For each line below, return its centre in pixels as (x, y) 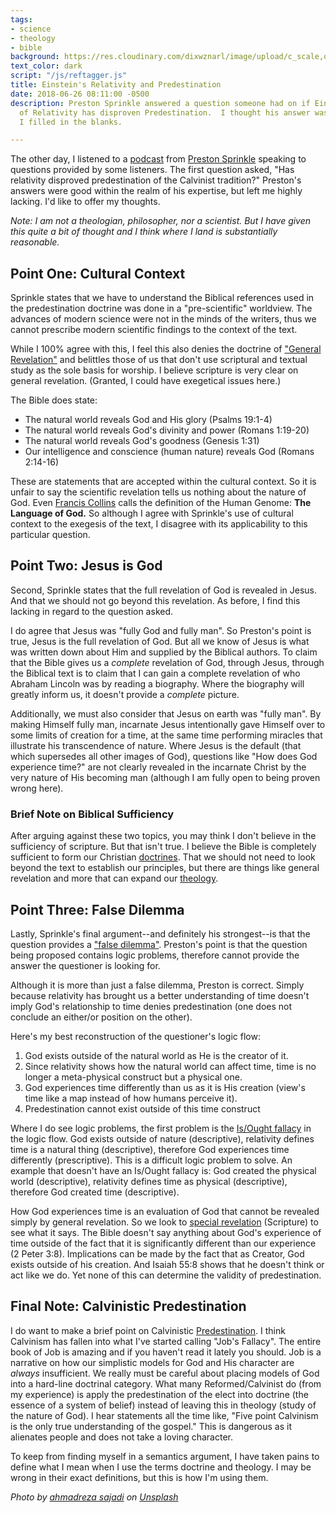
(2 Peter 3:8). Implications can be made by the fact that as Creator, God (157, 1253)
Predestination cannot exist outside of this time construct (142, 1108)
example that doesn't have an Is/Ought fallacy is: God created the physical (163, 1170)
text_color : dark (46, 66)
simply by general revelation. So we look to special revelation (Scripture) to (164, 1222)
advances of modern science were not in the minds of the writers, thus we (163, 319)
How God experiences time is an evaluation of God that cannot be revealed (165, 1211)
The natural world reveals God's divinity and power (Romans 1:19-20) (167, 430)
